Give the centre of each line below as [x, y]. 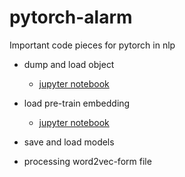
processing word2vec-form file [87, 161]
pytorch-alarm [71, 17]
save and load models [69, 142]
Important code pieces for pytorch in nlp [92, 45]
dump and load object [69, 64]
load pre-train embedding [77, 103]
